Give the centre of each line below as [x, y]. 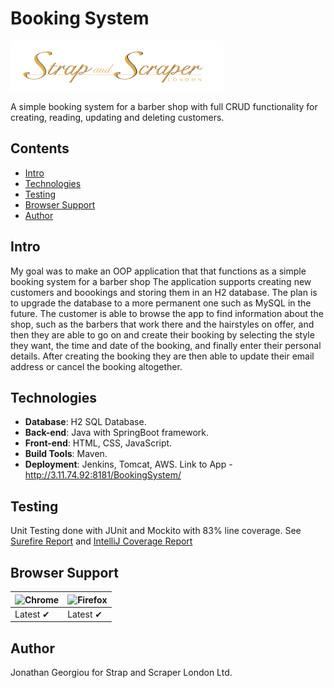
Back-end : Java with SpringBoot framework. [116, 433]
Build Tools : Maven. [66, 454]
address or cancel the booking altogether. [96, 366]
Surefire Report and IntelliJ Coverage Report [101, 541]
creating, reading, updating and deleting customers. [117, 117]
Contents [40, 148]
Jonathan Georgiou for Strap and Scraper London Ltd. [121, 673]
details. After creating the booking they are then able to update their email [162, 356]
